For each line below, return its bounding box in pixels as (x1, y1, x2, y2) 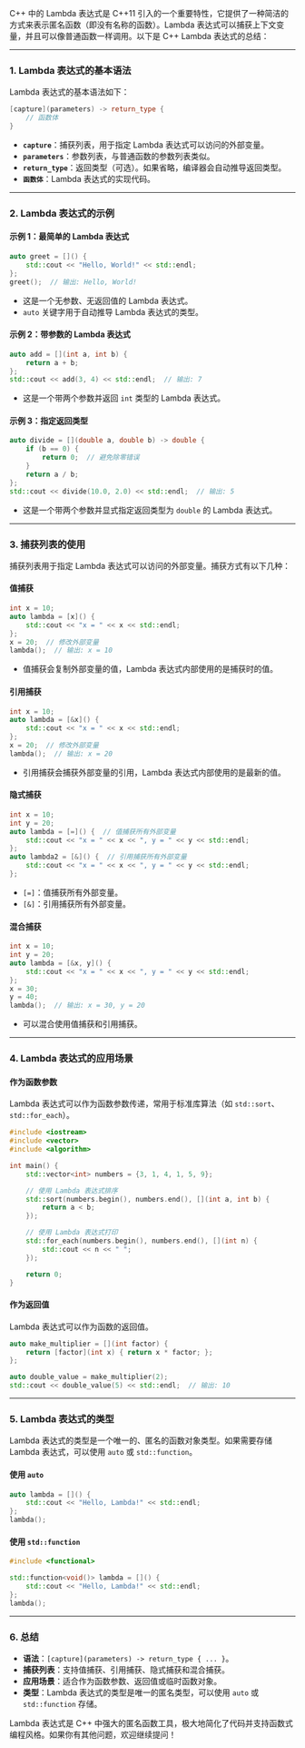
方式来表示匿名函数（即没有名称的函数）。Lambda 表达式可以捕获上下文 (9, 19, 277, 30)
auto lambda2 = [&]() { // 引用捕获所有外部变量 (9, 852, 188, 862)
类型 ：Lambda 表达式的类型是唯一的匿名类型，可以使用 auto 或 (22, 1687, 260, 1698)
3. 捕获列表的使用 (9, 538, 86, 551)
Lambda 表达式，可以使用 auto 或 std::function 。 (9, 1447, 198, 1458)
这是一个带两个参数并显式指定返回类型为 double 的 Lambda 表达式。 (22, 504, 278, 515)
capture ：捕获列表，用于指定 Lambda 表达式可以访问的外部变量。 (22, 139, 270, 150)
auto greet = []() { (9, 252, 88, 261)
